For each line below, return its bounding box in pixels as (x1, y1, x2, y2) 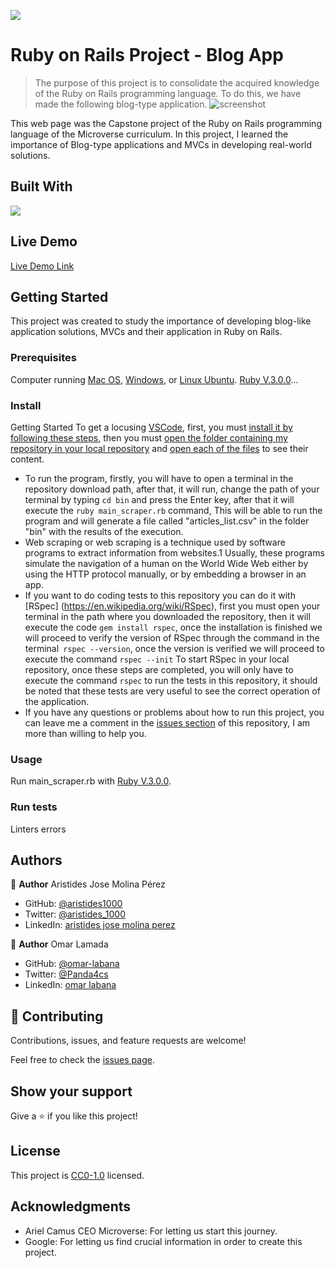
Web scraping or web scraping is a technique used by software (24, 536, 286, 548)
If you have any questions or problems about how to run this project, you (24, 706, 325, 718)
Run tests (10, 800, 58, 814)
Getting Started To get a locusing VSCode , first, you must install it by (10, 421, 293, 433)
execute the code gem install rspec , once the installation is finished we (24, 621, 323, 633)
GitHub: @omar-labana (24, 958, 120, 970)
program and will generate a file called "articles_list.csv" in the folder (24, 515, 310, 527)
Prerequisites (10, 351, 77, 365)
